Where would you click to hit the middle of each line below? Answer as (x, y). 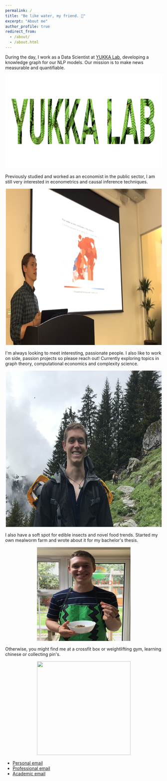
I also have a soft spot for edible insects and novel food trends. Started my (82, 534)
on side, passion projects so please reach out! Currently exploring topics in (82, 358)
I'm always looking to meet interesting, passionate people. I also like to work (83, 353)
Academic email (29, 773)
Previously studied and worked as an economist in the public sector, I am (80, 176)
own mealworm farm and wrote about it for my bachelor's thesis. (72, 540)
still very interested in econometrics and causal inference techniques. (77, 181)
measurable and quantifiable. (35, 67)
